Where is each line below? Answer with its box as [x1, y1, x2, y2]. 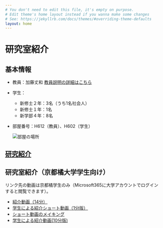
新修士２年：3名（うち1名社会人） [19, 100, 90, 107]
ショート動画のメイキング [12, 211, 65, 217]
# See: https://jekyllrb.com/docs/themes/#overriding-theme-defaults [5, 16, 152, 21]
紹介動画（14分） [12, 199, 48, 205]
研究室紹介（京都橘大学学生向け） [5, 168, 109, 176]
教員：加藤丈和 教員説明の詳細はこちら [12, 79, 92, 85]
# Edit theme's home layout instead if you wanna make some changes [5, 12, 150, 17]
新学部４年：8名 [19, 113, 54, 119]
